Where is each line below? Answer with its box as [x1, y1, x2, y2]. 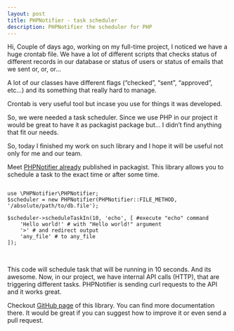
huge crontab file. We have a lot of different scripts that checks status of [7, 50, 217, 58]
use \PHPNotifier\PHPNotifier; [7, 190, 99, 197]
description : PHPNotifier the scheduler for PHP [7, 23, 152, 30]
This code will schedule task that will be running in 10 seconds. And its [7, 265, 212, 274]
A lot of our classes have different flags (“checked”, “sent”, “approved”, [7, 79, 213, 87]
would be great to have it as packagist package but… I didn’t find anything [7, 121, 222, 129]
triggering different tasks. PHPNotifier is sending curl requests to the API [7, 280, 218, 289]
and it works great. [7, 287, 62, 296]
